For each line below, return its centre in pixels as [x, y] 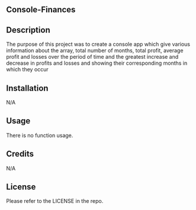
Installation [27, 88]
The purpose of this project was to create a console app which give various [98, 44]
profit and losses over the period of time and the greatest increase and [92, 57]
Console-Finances [41, 10]
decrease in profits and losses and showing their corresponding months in [97, 63]
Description [28, 30]
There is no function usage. [40, 135]
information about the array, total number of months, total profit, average [95, 50]
